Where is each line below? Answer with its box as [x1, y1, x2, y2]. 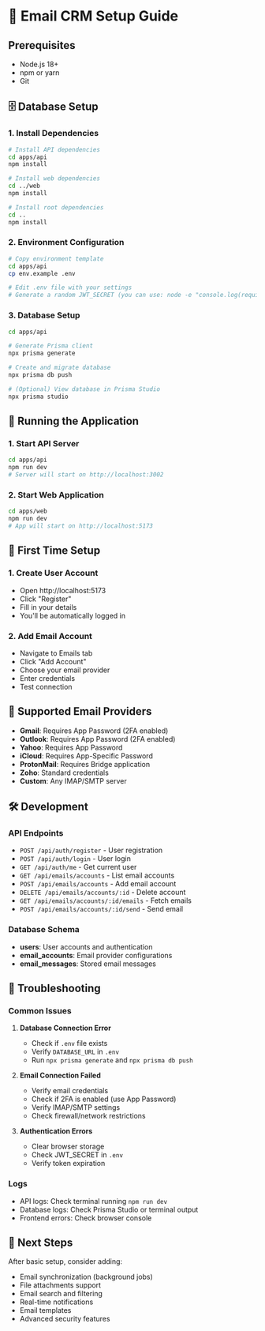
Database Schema [8, 924, 80, 935]
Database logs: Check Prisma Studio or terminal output [19, 1205, 199, 1214]
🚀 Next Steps [8, 1236, 73, 1250]
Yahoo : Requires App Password [19, 743, 123, 752]
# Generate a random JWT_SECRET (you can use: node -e [8, 291, 192, 299]
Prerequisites [8, 39, 76, 52]
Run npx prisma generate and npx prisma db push [31, 1055, 193, 1065]
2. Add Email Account [8, 630, 93, 641]
